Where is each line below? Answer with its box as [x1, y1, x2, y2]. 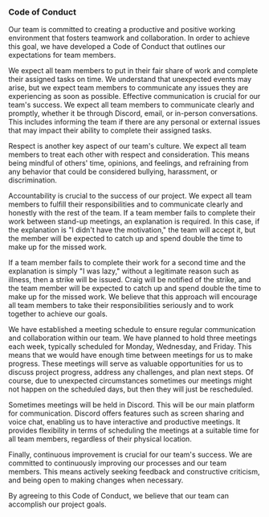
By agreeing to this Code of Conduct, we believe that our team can [8, 491, 230, 501]
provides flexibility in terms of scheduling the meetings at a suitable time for [8, 425, 259, 436]
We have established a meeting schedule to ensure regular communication [8, 325, 255, 334]
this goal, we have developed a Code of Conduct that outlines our [8, 42, 226, 51]
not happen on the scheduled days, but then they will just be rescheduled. [8, 384, 254, 394]
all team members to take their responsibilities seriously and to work [8, 301, 234, 310]
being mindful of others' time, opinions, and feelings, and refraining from [8, 158, 249, 168]
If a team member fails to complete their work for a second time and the [8, 258, 247, 268]
